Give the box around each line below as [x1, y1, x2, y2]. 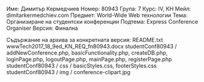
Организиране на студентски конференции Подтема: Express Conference [6, 18, 198, 25]
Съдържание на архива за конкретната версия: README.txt [6, 36, 164, 43]
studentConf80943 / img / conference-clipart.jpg [6, 69, 130, 75]
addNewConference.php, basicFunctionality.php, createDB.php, [6, 49, 168, 56]
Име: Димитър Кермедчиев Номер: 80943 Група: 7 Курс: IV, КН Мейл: [6, 5, 191, 12]
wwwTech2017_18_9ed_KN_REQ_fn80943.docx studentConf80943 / [6, 43, 177, 50]
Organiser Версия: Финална [6, 24, 78, 32]
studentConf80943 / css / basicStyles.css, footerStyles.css [6, 62, 157, 69]
